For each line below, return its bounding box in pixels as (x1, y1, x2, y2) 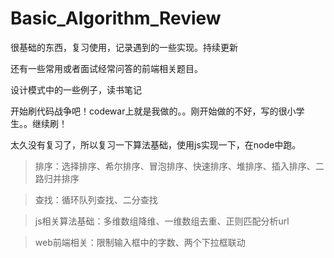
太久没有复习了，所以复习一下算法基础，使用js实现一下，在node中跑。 (10, 138, 302, 151)
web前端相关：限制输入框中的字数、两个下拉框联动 (34, 236, 246, 248)
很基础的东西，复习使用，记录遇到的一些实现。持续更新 (10, 41, 238, 53)
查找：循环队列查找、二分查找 (34, 193, 158, 206)
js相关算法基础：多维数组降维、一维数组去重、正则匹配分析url (34, 215, 290, 227)
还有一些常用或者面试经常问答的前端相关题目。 (10, 62, 203, 74)
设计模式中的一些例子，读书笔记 (10, 83, 142, 96)
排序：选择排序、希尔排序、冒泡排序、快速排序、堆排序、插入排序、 (34, 160, 316, 172)
